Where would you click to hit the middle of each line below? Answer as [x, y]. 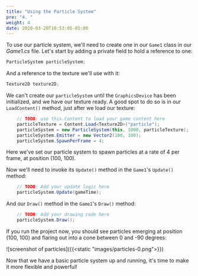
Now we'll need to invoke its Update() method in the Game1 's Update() [90, 170]
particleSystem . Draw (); [46, 220]
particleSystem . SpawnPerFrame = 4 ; [61, 141]
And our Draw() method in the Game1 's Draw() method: [71, 204]
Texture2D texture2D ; [33, 84]
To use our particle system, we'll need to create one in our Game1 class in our [99, 45]
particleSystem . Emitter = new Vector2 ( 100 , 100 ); [79, 135]
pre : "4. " [20, 17]
